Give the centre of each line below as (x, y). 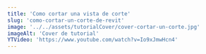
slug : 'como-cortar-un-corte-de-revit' (66, 20)
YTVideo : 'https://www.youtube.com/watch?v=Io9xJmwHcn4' (93, 40)
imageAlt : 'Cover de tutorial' (53, 33)
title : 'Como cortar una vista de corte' (69, 14)
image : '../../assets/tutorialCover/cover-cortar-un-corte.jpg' (104, 27)
